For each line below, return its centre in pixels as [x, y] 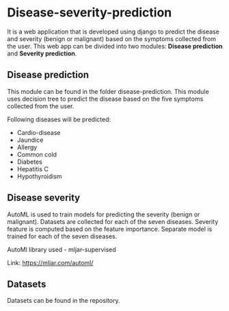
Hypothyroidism [40, 176]
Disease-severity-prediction [90, 13]
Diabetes [29, 162]
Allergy [27, 147]
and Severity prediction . [42, 53]
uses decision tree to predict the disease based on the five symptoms [105, 99]
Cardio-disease [39, 132]
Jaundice [30, 140]
